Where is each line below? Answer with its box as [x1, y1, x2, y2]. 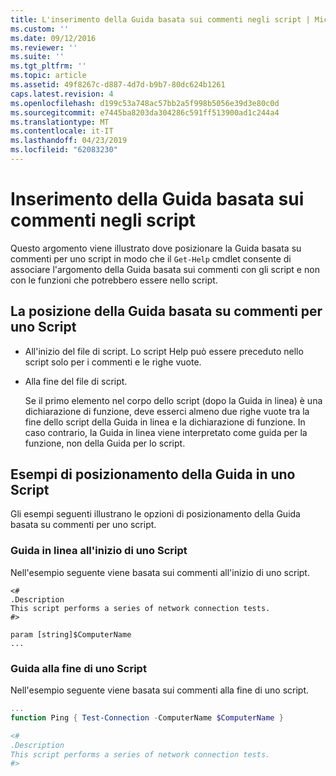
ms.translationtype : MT [10, 117, 110, 127]
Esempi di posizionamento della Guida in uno [10, 466, 296, 483]
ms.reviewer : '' [10, 42, 78, 53]
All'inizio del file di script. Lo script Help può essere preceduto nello [24, 345, 304, 357]
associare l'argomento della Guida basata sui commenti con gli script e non [10, 263, 320, 275]
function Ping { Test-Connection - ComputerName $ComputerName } [10, 712, 284, 723]
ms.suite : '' [10, 52, 65, 62]
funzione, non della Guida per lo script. [24, 437, 186, 449]
